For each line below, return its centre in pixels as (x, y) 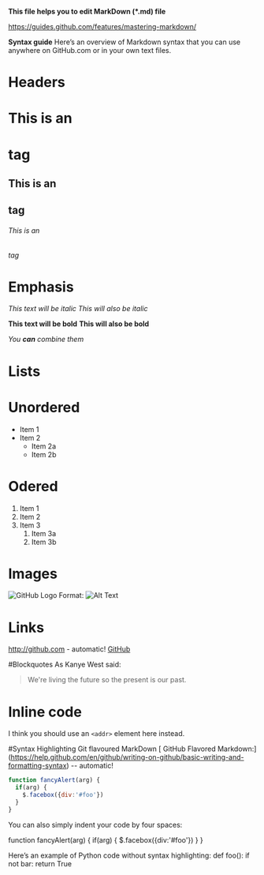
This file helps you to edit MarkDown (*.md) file (87, 11)
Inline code (45, 712)
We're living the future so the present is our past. (107, 680)
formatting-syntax (37, 766)
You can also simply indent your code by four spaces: (95, 824)
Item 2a (44, 446)
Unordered (44, 407)
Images (33, 574)
